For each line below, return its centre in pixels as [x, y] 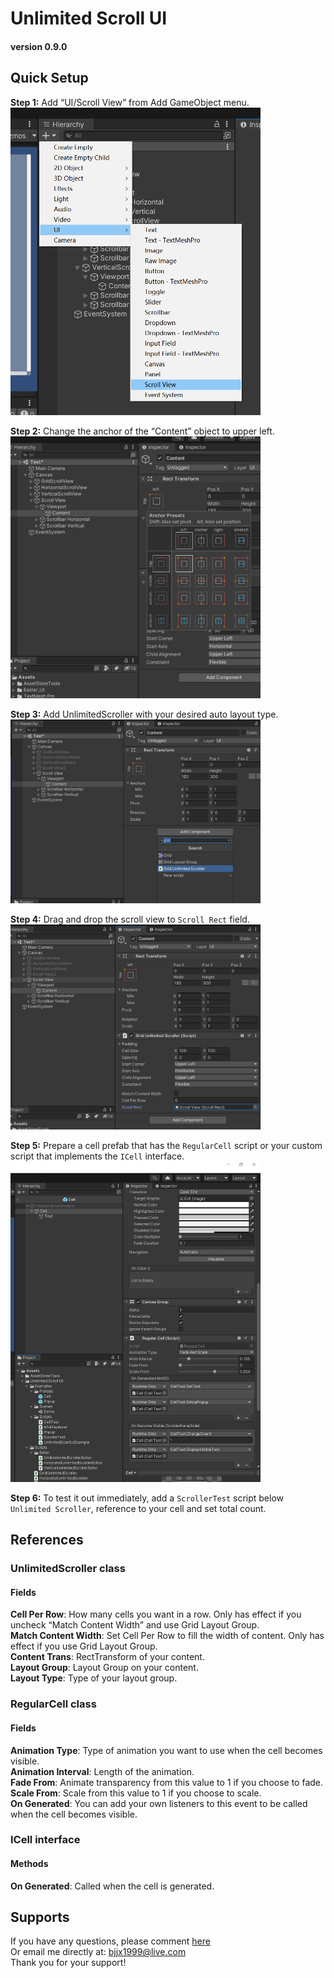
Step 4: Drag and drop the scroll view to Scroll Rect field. [130, 919]
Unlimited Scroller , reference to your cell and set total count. [138, 1508]
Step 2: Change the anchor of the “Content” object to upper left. [142, 431]
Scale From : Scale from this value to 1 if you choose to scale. [136, 1793]
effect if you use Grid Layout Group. [84, 1646]
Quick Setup [49, 78]
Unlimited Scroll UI [89, 18]
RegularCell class [53, 1704]
